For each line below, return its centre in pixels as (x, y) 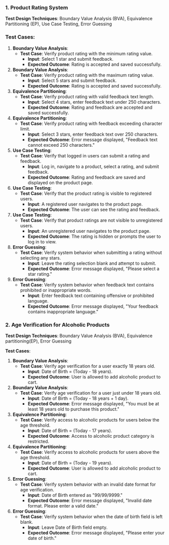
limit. (25, 129)
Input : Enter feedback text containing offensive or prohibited (91, 296)
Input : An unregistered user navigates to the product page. (89, 231)
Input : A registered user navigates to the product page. (85, 204)
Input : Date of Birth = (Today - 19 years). (70, 463)
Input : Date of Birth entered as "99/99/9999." (75, 495)
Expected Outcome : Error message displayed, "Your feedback (93, 306)
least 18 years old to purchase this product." (74, 409)
